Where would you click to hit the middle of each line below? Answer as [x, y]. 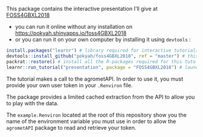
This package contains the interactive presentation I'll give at [82, 9]
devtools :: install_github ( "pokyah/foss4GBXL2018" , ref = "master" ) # [96, 56]
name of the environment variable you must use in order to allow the [91, 121]
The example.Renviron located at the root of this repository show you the [97, 115]
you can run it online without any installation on [74, 27]
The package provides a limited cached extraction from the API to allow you [101, 97]
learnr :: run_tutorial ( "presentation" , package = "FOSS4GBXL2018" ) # [94, 67]
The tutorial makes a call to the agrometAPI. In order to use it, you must [95, 79]
